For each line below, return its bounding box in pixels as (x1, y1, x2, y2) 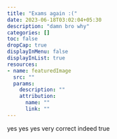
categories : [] (7, 29, 50, 36)
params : (13, 80, 35, 87)
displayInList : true (7, 55, 66, 62)
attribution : (19, 93, 56, 100)
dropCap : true (7, 42, 48, 49)
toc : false (7, 36, 38, 42)
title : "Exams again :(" (7, 10, 78, 17)
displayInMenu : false (7, 49, 69, 55)
